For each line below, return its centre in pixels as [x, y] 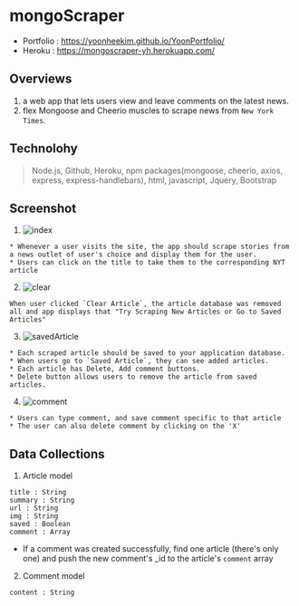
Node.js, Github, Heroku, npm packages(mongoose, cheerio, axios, [157, 170]
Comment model [53, 576]
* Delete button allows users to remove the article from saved [133, 377]
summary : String [42, 500]
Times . [34, 120]
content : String [42, 593]
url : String [34, 508]
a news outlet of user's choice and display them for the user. [133, 255]
